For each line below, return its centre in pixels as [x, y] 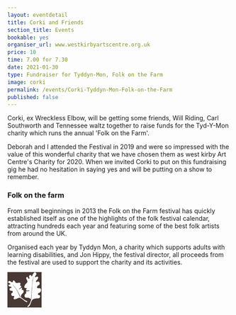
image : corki [27, 82]
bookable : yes [28, 38]
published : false [33, 97]
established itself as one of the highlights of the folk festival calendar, [109, 218]
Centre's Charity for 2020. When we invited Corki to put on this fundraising [117, 162]
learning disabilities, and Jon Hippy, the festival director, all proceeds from [116, 254]
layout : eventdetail [38, 15]
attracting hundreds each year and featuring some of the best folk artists [113, 226]
